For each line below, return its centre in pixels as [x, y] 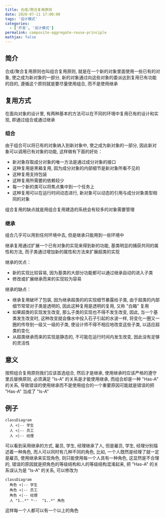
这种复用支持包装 [30, 174]
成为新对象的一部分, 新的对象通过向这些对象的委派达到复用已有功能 [88, 77]
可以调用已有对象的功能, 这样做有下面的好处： [56, 151]
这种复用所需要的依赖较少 [38, 180]
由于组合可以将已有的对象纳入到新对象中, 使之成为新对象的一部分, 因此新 [79, 145]
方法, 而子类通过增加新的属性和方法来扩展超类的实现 [66, 252]
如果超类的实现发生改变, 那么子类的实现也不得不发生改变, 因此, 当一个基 [85, 312]
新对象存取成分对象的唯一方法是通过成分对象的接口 [64, 162]
